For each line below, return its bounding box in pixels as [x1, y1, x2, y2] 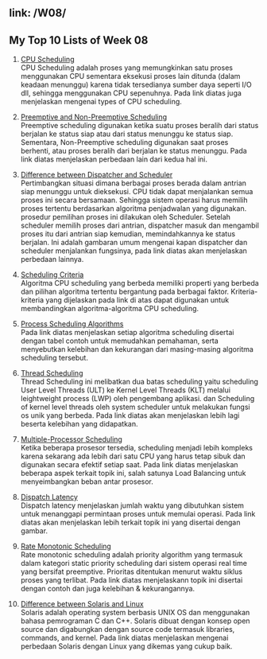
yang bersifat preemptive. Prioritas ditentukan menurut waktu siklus [20, 567, 243, 576]
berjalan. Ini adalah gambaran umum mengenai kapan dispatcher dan [20, 238, 248, 248]
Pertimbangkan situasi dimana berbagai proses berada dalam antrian [20, 178, 247, 188]
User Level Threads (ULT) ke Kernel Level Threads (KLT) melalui [20, 385, 231, 395]
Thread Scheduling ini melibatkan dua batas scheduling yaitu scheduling [20, 377, 259, 387]
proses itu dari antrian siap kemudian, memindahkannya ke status [20, 229, 236, 239]
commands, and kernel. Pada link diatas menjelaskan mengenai [20, 633, 229, 643]
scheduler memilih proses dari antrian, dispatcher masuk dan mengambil [20, 220, 259, 230]
